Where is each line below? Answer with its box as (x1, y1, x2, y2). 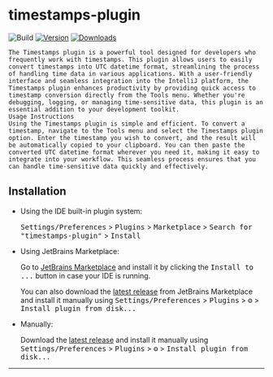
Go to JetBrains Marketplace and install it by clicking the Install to (19, 262, 254, 272)
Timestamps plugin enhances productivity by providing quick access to (8, 84, 256, 92)
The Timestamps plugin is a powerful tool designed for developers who (8, 48, 256, 56)
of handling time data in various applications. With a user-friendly (8, 69, 253, 78)
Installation (8, 185, 67, 199)
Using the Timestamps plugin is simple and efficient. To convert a (8, 120, 245, 128)
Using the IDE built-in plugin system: (19, 206, 143, 216)
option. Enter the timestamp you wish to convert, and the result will (8, 134, 256, 142)
